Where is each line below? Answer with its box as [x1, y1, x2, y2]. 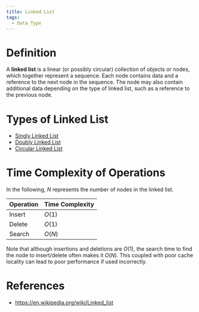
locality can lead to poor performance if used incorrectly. [6, 258, 147, 265]
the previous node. [6, 91, 53, 99]
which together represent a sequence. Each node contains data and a [6, 72, 179, 79]
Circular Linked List [14, 145, 63, 152]
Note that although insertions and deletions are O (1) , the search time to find [6, 245, 192, 252]
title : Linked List [6, 8, 55, 15]
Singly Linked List [14, 132, 59, 139]
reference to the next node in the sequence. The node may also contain [6, 79, 183, 86]
